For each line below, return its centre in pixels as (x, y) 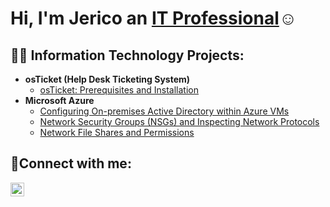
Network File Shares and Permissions (117, 132)
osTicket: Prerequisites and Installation (119, 90)
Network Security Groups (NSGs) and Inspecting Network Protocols (179, 121)
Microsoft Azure (59, 100)
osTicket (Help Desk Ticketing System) (107, 79)
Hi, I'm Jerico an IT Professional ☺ (154, 18)
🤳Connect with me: (71, 163)
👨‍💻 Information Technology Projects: (127, 55)
